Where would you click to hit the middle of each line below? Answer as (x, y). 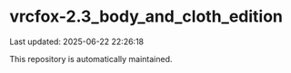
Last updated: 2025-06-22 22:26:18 (76, 41)
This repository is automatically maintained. (91, 59)
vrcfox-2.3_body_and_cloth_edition (146, 17)
